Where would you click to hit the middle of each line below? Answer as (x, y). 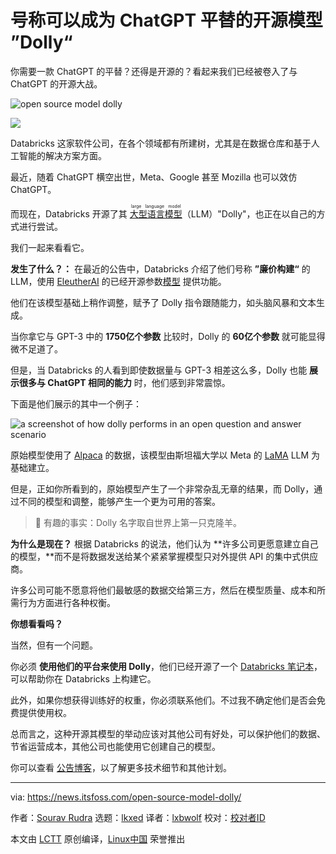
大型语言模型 (156, 213)
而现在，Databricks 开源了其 (69, 213)
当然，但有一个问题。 (54, 645)
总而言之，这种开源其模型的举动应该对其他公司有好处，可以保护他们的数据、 (168, 733)
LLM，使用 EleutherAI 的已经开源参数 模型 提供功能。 (118, 281)
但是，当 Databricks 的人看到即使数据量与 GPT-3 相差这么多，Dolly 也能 (159, 370)
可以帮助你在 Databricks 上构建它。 (83, 678)
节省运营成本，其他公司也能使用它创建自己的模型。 (115, 746)
